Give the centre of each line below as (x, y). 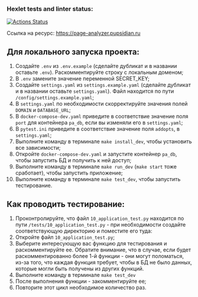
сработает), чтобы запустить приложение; (69, 173)
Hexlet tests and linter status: (50, 9)
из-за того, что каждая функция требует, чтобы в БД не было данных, (104, 262)
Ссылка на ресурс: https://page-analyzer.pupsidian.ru (74, 33)
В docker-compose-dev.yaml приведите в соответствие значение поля (102, 117)
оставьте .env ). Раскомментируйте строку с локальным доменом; (99, 72)
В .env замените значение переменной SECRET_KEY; (82, 79)
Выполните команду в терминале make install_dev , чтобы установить (103, 141)
